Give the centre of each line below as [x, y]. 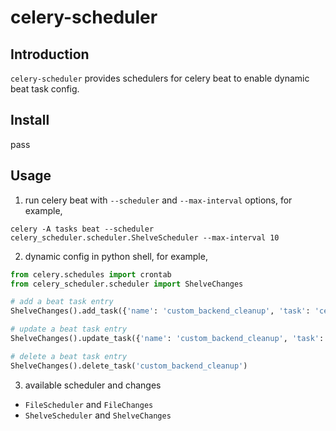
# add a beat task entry [62, 302]
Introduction [50, 54]
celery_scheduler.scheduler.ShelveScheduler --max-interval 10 [145, 237]
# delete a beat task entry [69, 356]
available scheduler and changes [93, 385]
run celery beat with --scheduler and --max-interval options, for [158, 200]
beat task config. [45, 89]
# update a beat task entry [69, 329]
